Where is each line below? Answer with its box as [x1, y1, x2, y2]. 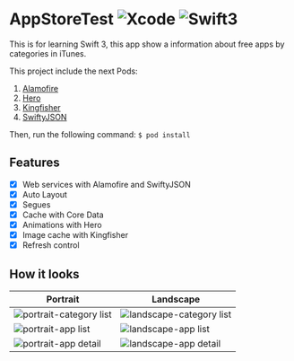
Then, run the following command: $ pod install [9, 128, 191, 139]
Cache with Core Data [22, 209, 105, 220]
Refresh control [22, 240, 80, 251]
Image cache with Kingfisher [22, 230, 128, 241]
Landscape [151, 293, 201, 305]
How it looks [9, 266, 80, 282]
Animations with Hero [22, 220, 102, 230]
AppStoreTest [9, 9, 115, 30]
